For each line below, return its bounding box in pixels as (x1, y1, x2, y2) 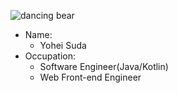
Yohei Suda (39, 40, 87, 51)
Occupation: (24, 50, 77, 62)
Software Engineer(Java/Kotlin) (39, 61, 169, 72)
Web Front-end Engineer (39, 71, 142, 83)
